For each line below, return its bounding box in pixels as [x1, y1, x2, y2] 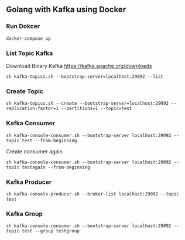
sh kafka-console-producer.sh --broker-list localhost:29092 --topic [6, 191, 180, 197]
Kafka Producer [6, 178, 52, 186]
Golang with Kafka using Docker [6, 5, 126, 15]
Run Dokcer [6, 22, 40, 30]
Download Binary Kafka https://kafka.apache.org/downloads [6, 62, 152, 69]
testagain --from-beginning [21, 164, 91, 170]
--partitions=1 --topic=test [61, 105, 132, 112]
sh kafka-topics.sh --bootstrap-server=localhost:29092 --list [6, 73, 164, 80]
